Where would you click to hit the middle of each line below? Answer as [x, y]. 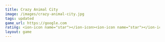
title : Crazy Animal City [31, 9]
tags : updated [20, 18]
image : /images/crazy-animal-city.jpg [45, 14]
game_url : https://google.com [36, 23]
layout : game [18, 32]
